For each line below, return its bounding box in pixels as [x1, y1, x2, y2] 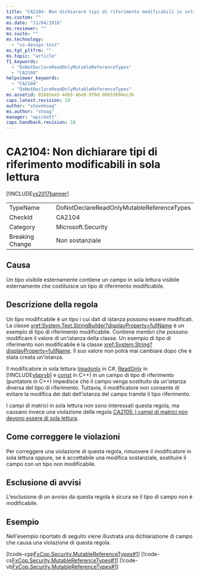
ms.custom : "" [6, 14, 42, 20]
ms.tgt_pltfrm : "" [6, 48, 52, 54]
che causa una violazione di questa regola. [6, 539, 111, 546]
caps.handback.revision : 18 [6, 120, 76, 126]
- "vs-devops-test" [11, 42, 60, 48]
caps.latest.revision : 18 [6, 97, 70, 103]
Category [9, 223, 36, 231]
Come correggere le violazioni [6, 432, 120, 442]
